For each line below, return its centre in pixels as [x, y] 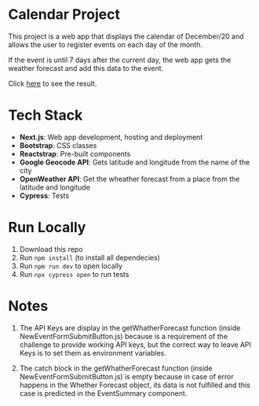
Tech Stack [46, 115]
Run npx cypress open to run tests [74, 274]
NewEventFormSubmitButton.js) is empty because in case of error [126, 376]
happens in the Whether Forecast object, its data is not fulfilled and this [135, 385]
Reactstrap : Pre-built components [75, 153]
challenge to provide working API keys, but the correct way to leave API [135, 345]
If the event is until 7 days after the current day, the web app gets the [120, 60]
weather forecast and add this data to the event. [86, 68]
